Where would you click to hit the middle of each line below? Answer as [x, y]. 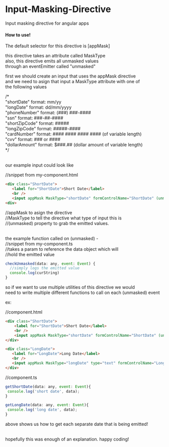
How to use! [18, 35]
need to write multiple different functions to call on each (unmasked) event [82, 292]
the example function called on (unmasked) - [52, 238]
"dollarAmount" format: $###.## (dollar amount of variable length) [74, 145]
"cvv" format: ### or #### [33, 139]
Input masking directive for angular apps [47, 23]
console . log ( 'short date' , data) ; [44, 391]
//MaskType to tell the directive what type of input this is [63, 218]
